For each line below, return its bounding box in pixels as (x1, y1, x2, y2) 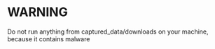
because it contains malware (7, 34, 90, 43)
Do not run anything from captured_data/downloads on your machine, (7, 27, 209, 36)
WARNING (7, 4, 68, 20)
